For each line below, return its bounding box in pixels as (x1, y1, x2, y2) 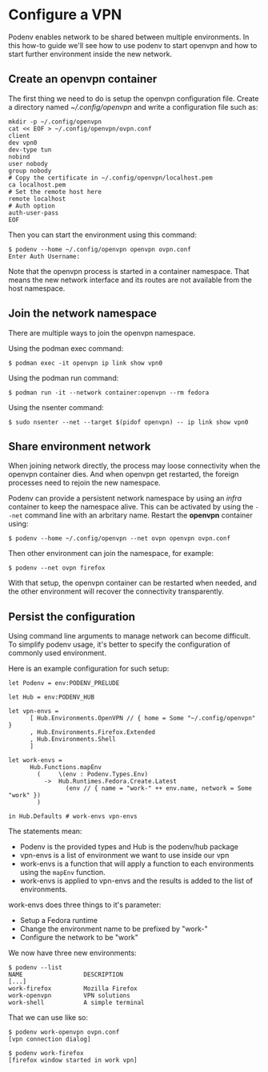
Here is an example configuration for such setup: (8, 663, 170, 674)
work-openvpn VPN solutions (8, 992, 130, 1000)
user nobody (8, 159, 48, 167)
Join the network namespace (8, 307, 158, 320)
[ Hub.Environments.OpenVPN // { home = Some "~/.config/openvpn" (29, 715, 256, 723)
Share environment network (8, 439, 151, 453)
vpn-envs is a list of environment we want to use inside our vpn (19, 851, 230, 860)
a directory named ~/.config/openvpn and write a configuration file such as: (8, 102, 258, 111)
